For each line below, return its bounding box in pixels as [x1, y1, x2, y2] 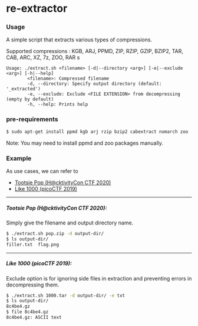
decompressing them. [6, 281, 60, 288]
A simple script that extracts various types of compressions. [6, 36, 152, 43]
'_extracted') [6, 86, 41, 92]
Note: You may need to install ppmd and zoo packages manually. [6, 139, 164, 146]
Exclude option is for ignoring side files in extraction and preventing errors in [6, 275, 192, 282]
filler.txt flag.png [6, 242, 60, 247]
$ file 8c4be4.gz [6, 309, 49, 315]
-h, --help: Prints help [27, 102, 88, 107]
